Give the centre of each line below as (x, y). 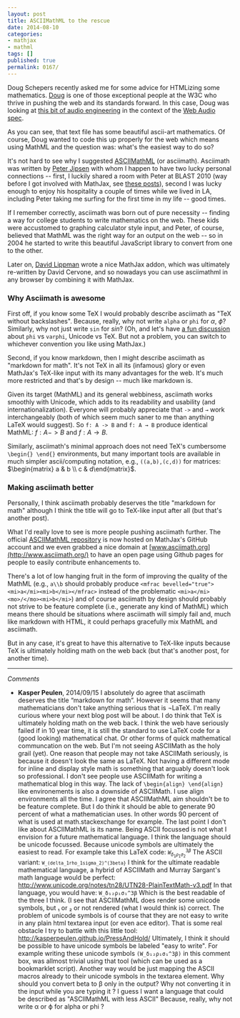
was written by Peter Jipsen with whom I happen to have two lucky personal (120, 168)
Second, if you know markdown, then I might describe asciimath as (106, 357)
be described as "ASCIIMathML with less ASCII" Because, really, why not (125, 999)
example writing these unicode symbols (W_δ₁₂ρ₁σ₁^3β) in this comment (124, 953)
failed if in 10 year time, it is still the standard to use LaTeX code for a (119, 731)
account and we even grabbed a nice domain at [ (80, 547)
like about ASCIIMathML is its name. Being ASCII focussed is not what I (122, 829)
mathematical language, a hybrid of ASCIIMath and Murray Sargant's (119, 869)
